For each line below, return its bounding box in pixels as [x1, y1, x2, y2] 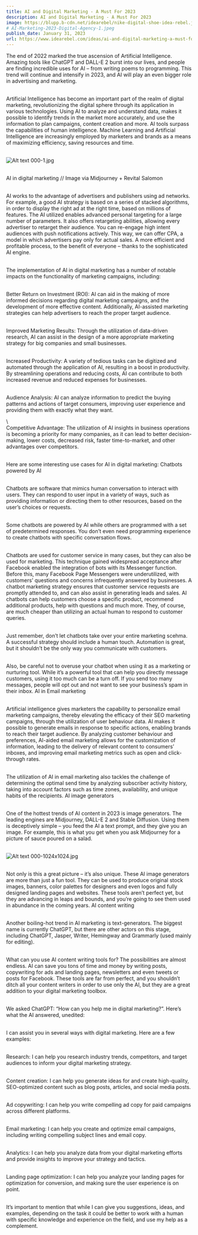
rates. [26, 756, 41, 762]
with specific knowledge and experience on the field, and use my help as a [6, 1216, 188, 1223]
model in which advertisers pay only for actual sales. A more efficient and [6, 236, 184, 243]
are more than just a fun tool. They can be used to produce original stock [6, 877, 183, 883]
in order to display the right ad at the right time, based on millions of [6, 205, 171, 212]
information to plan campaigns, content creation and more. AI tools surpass [6, 121, 190, 127]
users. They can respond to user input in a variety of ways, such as [6, 491, 170, 498]
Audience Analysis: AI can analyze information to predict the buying [6, 394, 171, 401]
